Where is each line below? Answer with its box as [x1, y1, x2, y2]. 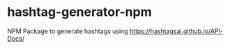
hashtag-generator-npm [7, 4, 152, 20]
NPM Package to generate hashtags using [7, 27, 128, 35]
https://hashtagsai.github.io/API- [129, 27, 223, 35]
